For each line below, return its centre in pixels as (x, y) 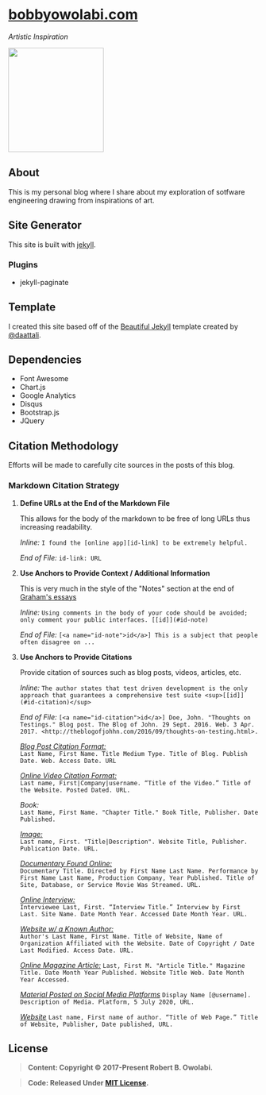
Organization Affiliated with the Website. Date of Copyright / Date (137, 943)
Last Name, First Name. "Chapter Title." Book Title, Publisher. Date (139, 812)
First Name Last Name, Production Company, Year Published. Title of (137, 878)
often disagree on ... (57, 642)
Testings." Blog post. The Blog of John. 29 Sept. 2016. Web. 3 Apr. (137, 724)
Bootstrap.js (39, 413)
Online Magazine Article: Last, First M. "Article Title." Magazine (132, 965)
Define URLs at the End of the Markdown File (95, 503)
